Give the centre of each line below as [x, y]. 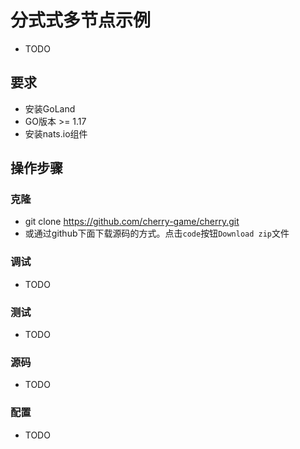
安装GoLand [50, 108]
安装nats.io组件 [56, 133]
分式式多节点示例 [81, 20]
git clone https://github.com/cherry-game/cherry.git [132, 222]
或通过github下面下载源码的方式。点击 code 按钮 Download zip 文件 [157, 233]
